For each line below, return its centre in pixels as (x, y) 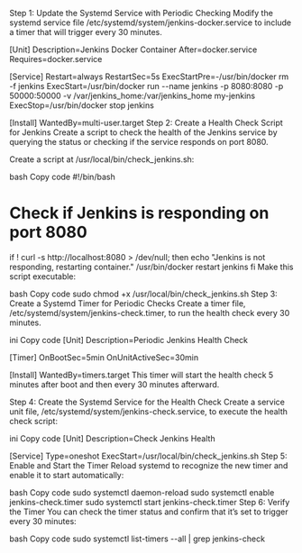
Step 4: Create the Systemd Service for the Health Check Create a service (147, 402)
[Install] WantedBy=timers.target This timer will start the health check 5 (142, 375)
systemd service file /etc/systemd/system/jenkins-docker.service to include (151, 23)
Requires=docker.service (56, 59)
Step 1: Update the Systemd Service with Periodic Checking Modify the (141, 13)
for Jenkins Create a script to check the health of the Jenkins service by (143, 132)
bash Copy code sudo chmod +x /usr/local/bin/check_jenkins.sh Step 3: (143, 294)
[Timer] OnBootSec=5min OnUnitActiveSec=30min (104, 357)
